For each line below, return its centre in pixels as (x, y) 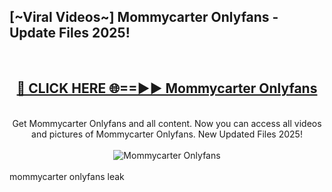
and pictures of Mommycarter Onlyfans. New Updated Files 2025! (167, 134)
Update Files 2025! (70, 33)
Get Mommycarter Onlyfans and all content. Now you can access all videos (167, 123)
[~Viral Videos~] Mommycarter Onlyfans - (144, 17)
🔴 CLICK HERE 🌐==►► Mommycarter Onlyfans (167, 88)
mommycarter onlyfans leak (67, 176)
